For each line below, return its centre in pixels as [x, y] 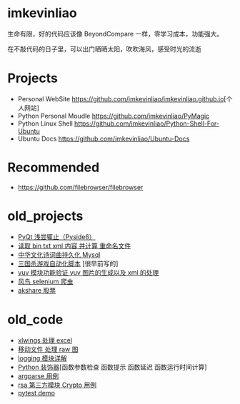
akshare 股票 [37, 290]
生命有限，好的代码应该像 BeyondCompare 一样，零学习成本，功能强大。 [115, 34]
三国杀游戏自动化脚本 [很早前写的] [68, 263]
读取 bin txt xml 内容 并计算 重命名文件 [74, 246]
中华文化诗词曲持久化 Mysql [59, 254]
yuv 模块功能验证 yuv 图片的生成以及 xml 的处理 [88, 272]
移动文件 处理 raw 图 [48, 349]
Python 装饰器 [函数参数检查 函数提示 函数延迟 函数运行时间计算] [112, 367]
